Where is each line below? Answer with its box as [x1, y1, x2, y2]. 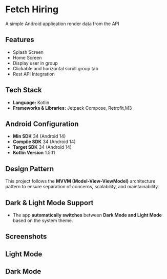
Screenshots [5, 232, 47, 241]
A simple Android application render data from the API [5, 21, 119, 27]
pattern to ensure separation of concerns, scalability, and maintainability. [5, 184, 159, 190]
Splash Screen [12, 49, 44, 55]
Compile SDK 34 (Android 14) [12, 138, 76, 145]
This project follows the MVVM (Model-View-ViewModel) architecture [5, 178, 156, 184]
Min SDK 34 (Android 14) [12, 133, 66, 139]
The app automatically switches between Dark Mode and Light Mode [12, 212, 162, 218]
